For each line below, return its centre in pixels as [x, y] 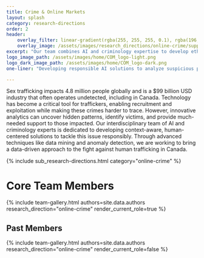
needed [16, 124]
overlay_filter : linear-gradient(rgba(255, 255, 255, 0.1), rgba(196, [108, 40]
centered [18, 136]
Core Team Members [60, 186]
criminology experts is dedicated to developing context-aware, [85, 130]
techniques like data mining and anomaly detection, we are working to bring [101, 143]
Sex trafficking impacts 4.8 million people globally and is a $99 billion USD [99, 91]
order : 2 [17, 29]
